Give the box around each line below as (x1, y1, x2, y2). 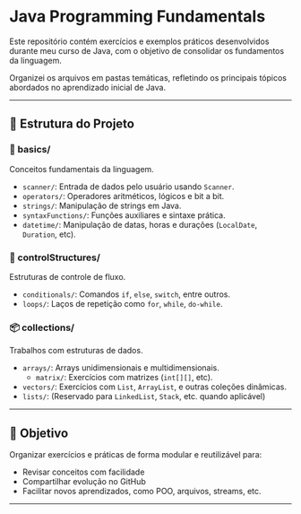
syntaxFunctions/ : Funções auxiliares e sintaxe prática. (21, 209, 226, 221)
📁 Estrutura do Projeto (9, 117, 134, 132)
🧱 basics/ (9, 144, 51, 156)
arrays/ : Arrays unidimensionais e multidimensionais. (21, 362, 219, 373)
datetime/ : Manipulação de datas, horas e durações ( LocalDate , (21, 219, 258, 230)
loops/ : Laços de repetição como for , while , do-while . (21, 298, 223, 309)
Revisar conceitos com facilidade (21, 466, 145, 477)
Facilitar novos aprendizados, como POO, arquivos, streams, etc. (21, 486, 262, 497)
